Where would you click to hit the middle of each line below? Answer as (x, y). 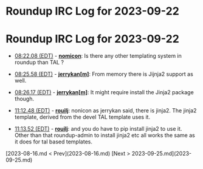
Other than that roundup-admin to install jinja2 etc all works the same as (105, 136)
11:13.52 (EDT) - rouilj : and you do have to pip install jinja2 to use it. (98, 129)
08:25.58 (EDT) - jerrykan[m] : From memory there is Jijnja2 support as (104, 74)
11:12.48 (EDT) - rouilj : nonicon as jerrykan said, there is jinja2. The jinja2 (105, 111)
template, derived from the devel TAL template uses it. (82, 117)
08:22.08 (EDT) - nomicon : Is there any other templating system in (98, 56)
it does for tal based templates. (53, 142)
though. (24, 99)
